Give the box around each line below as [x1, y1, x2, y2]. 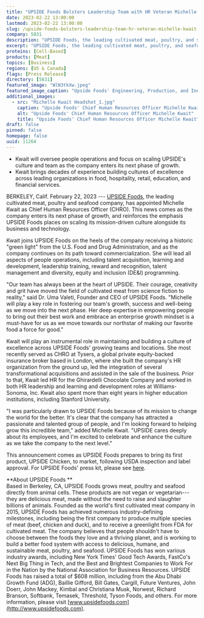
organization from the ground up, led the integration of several [6, 363, 163, 371]
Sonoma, [6, 389, 29, 396]
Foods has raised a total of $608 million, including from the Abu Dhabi [6, 573, 182, 580]
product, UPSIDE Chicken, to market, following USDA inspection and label [6, 457, 191, 465]
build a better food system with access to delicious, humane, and [6, 540, 169, 548]
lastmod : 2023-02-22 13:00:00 [6, 20, 83, 26]
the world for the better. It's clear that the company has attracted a [6, 414, 173, 421]
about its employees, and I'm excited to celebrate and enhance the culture [6, 433, 192, 440]
